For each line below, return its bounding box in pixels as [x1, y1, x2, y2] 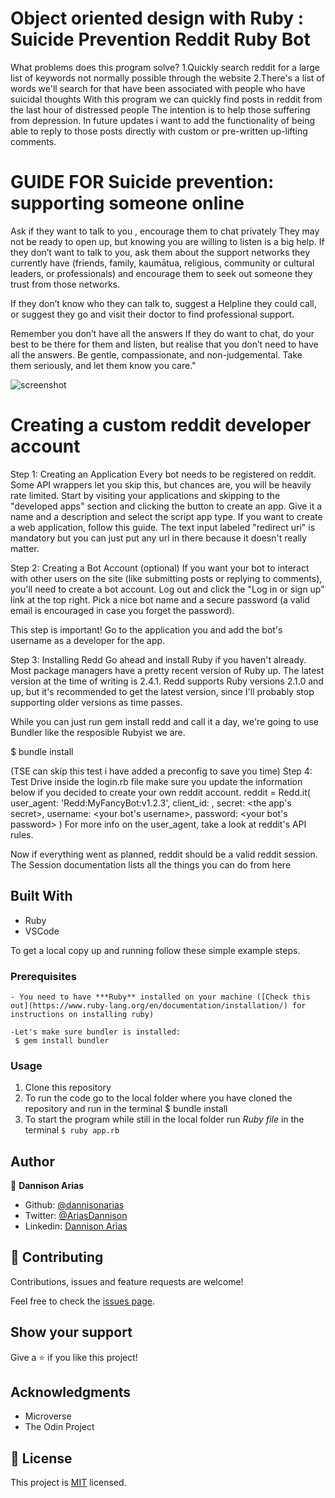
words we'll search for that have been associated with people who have [10, 82, 306, 94]
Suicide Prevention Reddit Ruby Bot [10, 28, 311, 51]
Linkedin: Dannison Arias [24, 1220, 128, 1232]
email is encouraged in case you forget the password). [10, 604, 235, 616]
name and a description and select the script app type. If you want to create [10, 510, 323, 522]
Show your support [10, 1324, 133, 1341]
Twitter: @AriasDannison [24, 1210, 128, 1222]
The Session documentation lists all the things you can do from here [10, 858, 292, 871]
